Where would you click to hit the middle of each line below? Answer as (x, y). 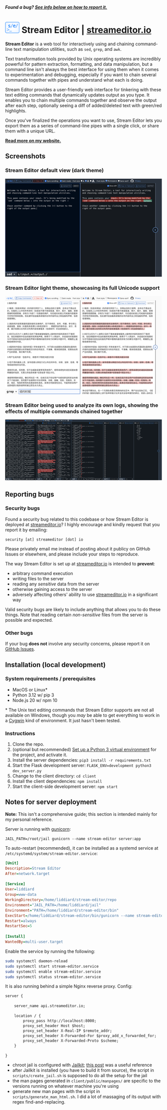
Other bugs (19, 633)
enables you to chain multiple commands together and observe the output (81, 100)
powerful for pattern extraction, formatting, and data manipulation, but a (79, 64)
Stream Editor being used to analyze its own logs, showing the (82, 405)
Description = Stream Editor (33, 868)
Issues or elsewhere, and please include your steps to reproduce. (72, 554)
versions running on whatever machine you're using (66, 1086)
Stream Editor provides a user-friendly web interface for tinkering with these (83, 90)
